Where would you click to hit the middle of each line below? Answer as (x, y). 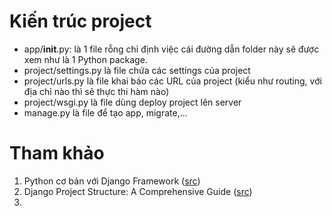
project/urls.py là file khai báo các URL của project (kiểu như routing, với (172, 81)
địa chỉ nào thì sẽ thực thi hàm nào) (96, 91)
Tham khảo (57, 153)
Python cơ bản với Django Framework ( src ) (112, 181)
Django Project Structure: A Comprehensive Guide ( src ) (138, 191)
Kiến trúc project (80, 21)
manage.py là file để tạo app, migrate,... (105, 112)
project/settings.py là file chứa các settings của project (137, 70)
